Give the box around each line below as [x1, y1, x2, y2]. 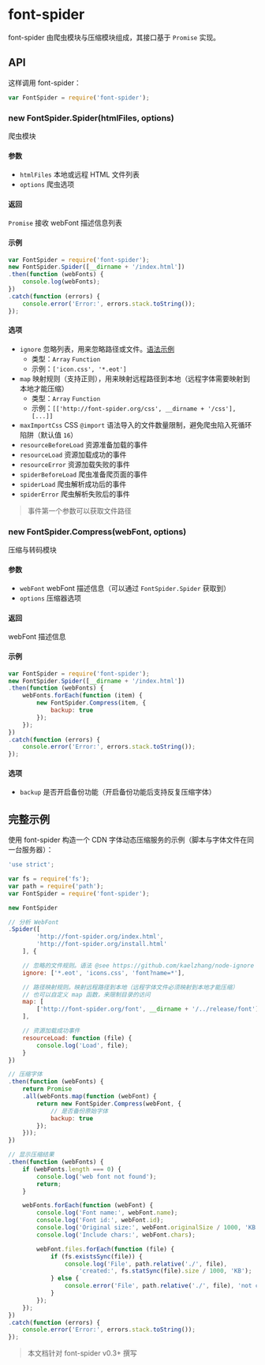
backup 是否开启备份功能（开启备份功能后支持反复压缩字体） [19, 787, 216, 797]
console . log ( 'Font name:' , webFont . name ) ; [36, 1209, 178, 1217]
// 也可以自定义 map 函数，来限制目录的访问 [22, 990, 151, 999]
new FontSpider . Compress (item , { [36, 699, 147, 707]
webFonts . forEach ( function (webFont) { [22, 1202, 154, 1210]
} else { [50, 1274, 80, 1283]
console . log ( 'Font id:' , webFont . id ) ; [36, 1217, 164, 1225]
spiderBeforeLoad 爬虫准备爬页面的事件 [19, 469, 148, 479]
